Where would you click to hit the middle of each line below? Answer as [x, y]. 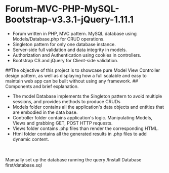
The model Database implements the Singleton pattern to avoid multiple [87, 96]
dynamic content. [31, 139]
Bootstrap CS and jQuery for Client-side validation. [65, 60]
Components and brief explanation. [42, 86]
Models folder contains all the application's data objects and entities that [88, 107]
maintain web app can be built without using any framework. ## [72, 81]
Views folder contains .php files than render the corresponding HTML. [86, 128]
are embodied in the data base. [45, 112]
